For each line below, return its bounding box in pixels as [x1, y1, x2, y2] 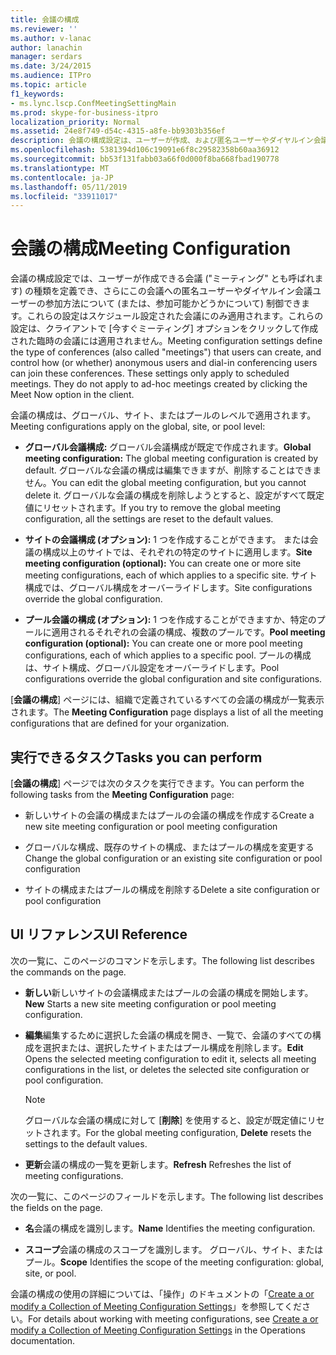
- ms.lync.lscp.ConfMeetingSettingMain [10, 98, 177, 108]
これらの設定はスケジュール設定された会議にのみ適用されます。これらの [26, 310, 324, 322]
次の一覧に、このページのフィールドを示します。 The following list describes [10, 1190, 324, 1202]
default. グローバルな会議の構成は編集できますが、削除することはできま [24, 464, 322, 476]
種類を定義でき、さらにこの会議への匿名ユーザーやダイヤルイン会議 [33, 285, 313, 297]
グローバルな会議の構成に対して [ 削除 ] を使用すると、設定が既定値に [24, 1114, 308, 1126]
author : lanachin [10, 42, 83, 53]
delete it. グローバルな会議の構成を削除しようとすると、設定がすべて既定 [24, 489, 325, 501]
